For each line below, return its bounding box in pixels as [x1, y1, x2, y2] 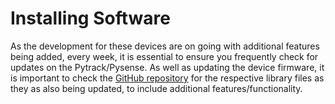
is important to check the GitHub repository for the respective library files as [10, 72, 325, 84]
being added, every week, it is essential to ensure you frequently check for [10, 50, 319, 62]
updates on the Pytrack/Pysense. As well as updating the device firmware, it [10, 61, 325, 73]
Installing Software [10, 7, 171, 30]
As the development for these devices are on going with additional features [10, 40, 320, 52]
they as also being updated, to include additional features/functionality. [10, 82, 303, 94]
